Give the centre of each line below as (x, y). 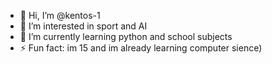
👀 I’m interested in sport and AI (83, 26)
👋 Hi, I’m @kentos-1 (60, 15)
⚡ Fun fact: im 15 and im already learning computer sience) (141, 48)
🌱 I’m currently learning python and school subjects (126, 36)
